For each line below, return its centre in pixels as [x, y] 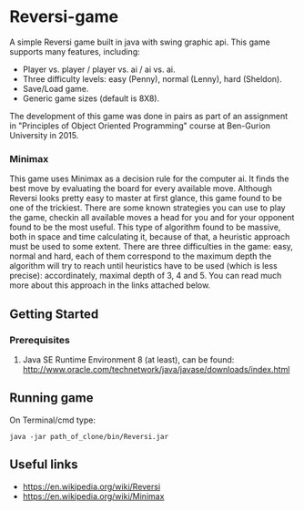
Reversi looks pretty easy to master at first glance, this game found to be [146, 199]
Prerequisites [40, 340]
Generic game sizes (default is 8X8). [91, 98]
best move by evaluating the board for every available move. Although [141, 189]
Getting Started [54, 314]
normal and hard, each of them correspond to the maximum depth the [141, 256]
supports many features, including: [75, 51]
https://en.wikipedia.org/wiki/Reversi [91, 486]
